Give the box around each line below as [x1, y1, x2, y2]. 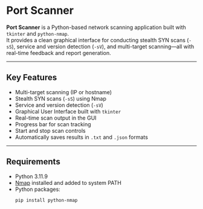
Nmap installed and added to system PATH [14, 179, 122, 186]
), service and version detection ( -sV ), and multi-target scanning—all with [11, 43, 195, 50]
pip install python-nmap [14, 197, 78, 203]
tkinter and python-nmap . [6, 30, 69, 37]
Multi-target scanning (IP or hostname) [14, 88, 112, 95]
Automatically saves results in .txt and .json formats [14, 133, 148, 141]
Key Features [6, 72, 57, 83]
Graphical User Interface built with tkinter [14, 108, 121, 115]
